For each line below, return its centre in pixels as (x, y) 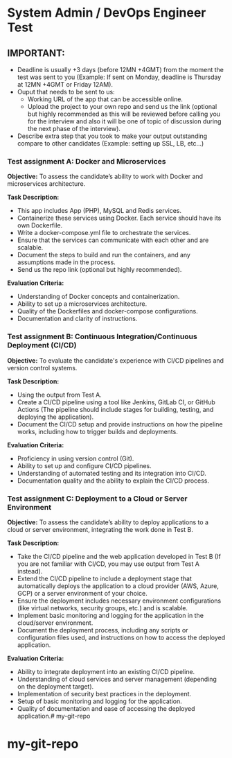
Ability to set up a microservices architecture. (82, 304)
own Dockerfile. (40, 225)
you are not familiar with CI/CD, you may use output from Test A (108, 564)
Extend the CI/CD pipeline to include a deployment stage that (104, 578)
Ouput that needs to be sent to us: (66, 92)
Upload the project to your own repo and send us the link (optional (122, 106)
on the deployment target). (55, 686)
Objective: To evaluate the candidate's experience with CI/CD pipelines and (115, 360)
